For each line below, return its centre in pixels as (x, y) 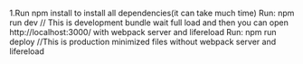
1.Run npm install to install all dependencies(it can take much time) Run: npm (152, 13)
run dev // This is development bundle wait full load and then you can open (149, 23)
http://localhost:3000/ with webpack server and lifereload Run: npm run (143, 32)
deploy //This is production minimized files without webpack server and (143, 41)
